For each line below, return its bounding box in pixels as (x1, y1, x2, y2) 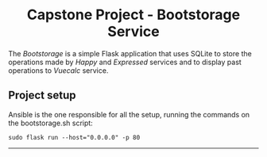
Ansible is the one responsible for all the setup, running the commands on (8, 109, 250, 119)
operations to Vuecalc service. (8, 65, 109, 75)
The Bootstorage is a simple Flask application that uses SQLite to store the (8, 48, 252, 58)
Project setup (8, 89, 77, 102)
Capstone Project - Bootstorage (26, 6, 241, 24)
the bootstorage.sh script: (8, 118, 93, 128)
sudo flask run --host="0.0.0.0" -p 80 (8, 133, 141, 141)
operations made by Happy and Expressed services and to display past (8, 57, 242, 67)
